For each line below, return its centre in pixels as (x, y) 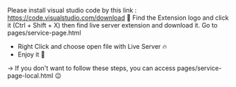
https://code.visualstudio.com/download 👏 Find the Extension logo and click (118, 18)
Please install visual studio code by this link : (72, 10)
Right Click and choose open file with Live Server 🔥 (92, 46)
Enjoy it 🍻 (31, 54)
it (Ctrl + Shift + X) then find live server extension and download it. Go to (112, 25)
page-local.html (30, 76)
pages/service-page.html (44, 33)
